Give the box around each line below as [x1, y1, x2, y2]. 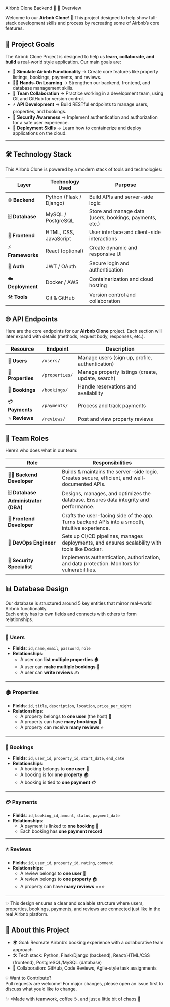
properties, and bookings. [12, 108, 67, 114]
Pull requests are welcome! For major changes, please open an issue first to [5, 981, 163, 987]
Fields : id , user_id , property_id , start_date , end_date [12, 755, 125, 761]
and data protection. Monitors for [61, 560, 141, 567]
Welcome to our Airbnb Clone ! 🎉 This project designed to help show [5, 15, 148, 20]
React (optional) [45, 247, 84, 254]
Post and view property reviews [78, 415, 153, 422]
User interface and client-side [89, 228, 161, 236]
